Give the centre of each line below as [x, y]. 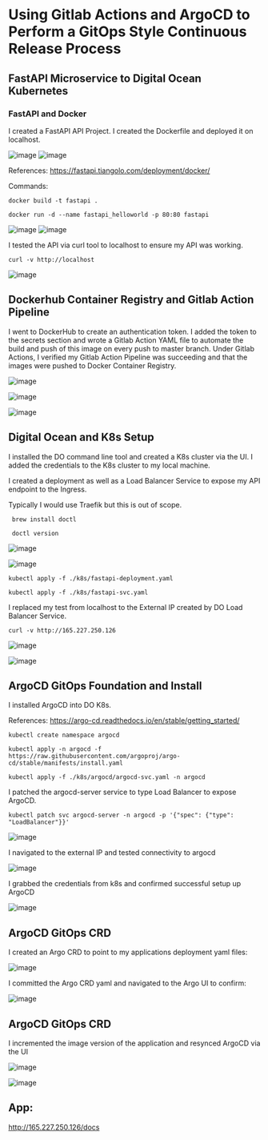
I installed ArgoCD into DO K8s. [60, 705]
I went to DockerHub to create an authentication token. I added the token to [133, 331]
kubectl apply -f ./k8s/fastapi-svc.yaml [78, 592]
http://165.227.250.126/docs [54, 1127]
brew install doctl [44, 519]
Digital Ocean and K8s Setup [81, 438]
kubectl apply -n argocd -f [55, 749]
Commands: [28, 186]
